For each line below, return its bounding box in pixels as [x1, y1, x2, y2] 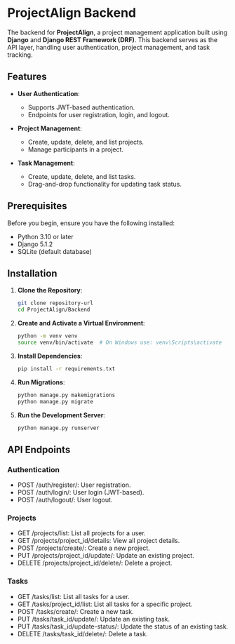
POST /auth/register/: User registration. [17, 481, 131, 489]
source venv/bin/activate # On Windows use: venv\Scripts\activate [17, 339, 222, 346]
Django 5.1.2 [17, 240, 53, 248]
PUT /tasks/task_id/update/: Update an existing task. [17, 615, 170, 623]
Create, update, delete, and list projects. [27, 137, 145, 146]
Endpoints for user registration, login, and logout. [27, 110, 170, 119]
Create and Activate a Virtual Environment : [17, 319, 145, 328]
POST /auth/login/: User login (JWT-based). [17, 488, 145, 497]
